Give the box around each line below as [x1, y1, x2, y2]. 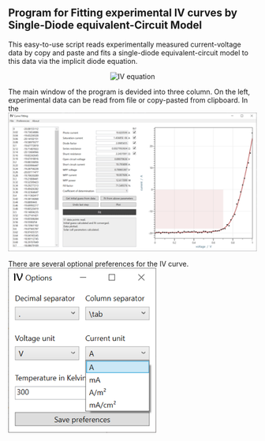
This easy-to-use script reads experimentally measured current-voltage [8, 39, 242, 49]
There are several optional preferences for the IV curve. [8, 260, 189, 269]
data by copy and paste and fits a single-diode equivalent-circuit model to [8, 47, 248, 58]
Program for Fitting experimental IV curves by [8, 6, 238, 20]
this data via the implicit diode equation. [8, 56, 138, 65]
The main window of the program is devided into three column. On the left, [8, 87, 251, 96]
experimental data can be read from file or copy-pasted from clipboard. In [8, 95, 248, 105]
